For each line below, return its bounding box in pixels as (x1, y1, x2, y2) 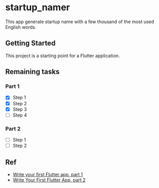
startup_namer (5, 2, 70, 13)
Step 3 (12, 106, 27, 112)
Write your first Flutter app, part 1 (12, 171, 83, 177)
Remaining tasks (5, 67, 60, 76)
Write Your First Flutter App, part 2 (12, 177, 86, 183)
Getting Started (5, 39, 56, 48)
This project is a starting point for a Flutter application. (5, 52, 120, 59)
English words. (5, 24, 37, 30)
